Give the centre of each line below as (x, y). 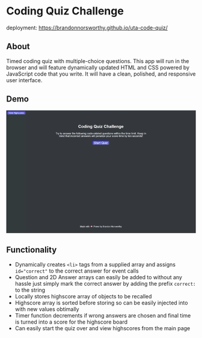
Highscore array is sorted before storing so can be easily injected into (101, 303)
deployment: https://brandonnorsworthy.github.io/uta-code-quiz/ (87, 28)
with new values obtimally (47, 309)
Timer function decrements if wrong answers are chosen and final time (103, 315)
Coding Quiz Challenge (65, 11)
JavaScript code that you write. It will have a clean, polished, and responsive (101, 74)
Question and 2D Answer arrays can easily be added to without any (98, 277)
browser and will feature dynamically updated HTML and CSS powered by (98, 67)
